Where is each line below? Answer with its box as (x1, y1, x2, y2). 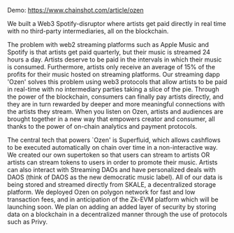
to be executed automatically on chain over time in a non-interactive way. (7, 143, 218, 151)
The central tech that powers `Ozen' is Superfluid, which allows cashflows (7, 136, 221, 144)
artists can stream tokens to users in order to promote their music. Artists (7, 158, 218, 167)
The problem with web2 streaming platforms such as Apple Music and (7, 41, 210, 48)
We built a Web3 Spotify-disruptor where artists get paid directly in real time (7, 20, 226, 27)
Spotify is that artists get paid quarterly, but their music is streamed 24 (7, 48, 211, 56)
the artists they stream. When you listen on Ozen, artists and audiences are (7, 108, 224, 115)
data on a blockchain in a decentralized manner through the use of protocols (7, 210, 228, 218)
